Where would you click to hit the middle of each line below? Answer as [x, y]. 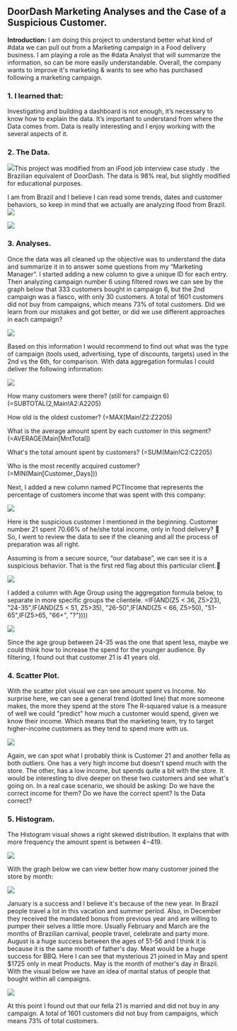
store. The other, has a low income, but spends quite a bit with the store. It [116, 771]
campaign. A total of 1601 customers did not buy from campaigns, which [113, 1013]
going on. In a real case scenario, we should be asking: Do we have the [111, 785]
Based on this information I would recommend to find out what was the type [118, 346]
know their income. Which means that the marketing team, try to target [110, 721]
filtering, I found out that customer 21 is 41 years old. [84, 657]
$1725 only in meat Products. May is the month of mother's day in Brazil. [113, 964]
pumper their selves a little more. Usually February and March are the [109, 926]
